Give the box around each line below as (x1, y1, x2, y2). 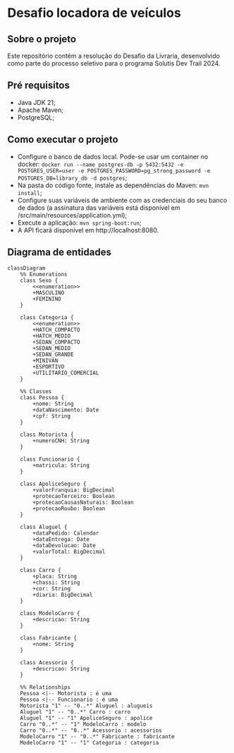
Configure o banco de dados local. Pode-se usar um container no (17, 152, 209, 161)
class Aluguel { (20, 523, 68, 531)
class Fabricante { (20, 635, 78, 642)
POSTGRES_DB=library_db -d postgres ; (17, 173, 128, 182)
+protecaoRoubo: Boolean (32, 505, 106, 512)
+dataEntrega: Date (32, 536, 90, 543)
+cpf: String (32, 413, 71, 420)
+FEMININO (32, 296, 61, 303)
